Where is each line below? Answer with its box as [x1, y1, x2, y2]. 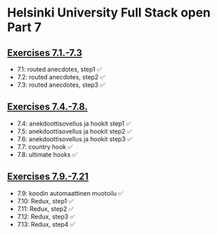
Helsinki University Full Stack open [7, 5, 211, 21]
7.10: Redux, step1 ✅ [17, 196, 74, 205]
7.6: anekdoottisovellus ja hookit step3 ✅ [17, 134, 133, 143]
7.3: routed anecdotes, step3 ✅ [17, 81, 105, 89]
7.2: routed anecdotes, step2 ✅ [17, 73, 105, 81]
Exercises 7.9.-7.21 [7, 171, 89, 183]
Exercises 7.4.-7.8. [7, 101, 88, 113]
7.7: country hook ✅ [17, 143, 74, 151]
